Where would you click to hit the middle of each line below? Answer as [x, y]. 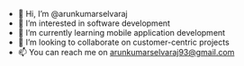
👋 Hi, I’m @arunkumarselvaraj [72, 14]
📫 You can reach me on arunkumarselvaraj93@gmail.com [126, 52]
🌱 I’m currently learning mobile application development [122, 33]
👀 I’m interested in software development [94, 23]
